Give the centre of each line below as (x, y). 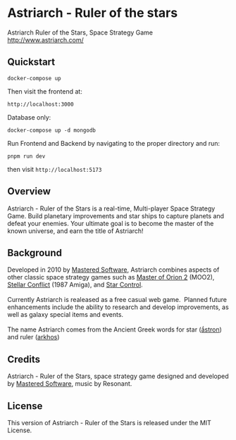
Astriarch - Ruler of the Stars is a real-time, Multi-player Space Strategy (111, 208)
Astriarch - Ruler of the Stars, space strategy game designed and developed (118, 376)
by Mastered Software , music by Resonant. (70, 384)
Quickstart (31, 62)
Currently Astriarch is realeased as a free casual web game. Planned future (117, 300)
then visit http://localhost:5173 (55, 169)
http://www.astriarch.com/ (46, 39)
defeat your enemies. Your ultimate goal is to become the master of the (111, 223)
